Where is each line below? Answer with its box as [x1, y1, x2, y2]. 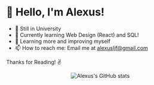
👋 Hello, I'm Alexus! [6, 5, 105, 19]
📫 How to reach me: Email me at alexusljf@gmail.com [14, 44, 148, 51]
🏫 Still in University [14, 25, 61, 32]
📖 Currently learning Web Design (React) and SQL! [14, 31, 139, 38]
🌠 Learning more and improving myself [14, 37, 110, 45]
